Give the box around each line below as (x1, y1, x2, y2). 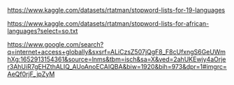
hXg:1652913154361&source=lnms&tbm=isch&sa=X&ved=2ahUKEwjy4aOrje (7, 55, 226, 63)
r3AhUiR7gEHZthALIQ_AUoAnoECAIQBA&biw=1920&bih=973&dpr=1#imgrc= (7, 63, 227, 70)
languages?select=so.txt (7, 27, 78, 35)
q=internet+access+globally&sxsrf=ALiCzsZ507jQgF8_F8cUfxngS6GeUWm (7, 48, 226, 56)
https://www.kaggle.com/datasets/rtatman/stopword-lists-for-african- (7, 20, 210, 27)
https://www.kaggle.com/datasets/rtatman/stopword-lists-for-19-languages (7, 6, 226, 14)
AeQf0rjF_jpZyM (7, 70, 55, 78)
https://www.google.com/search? (7, 40, 104, 48)
